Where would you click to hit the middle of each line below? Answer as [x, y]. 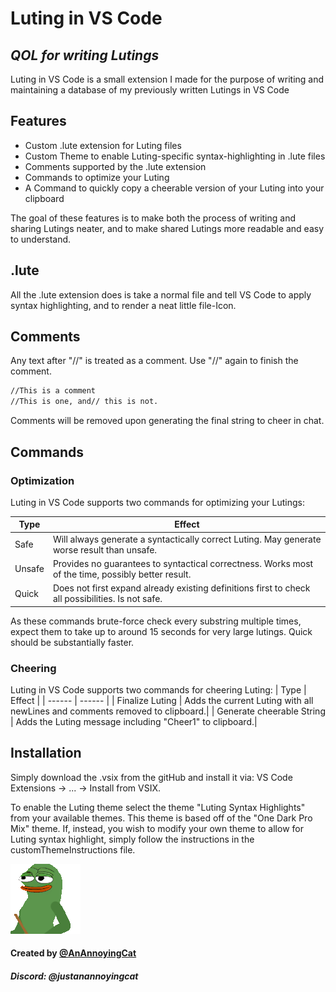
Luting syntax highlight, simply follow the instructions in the [132, 839]
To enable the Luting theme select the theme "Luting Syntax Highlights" [158, 807]
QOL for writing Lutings [85, 55]
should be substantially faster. [72, 642]
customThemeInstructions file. [73, 849]
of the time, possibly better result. [122, 574]
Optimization [42, 480]
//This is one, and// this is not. [84, 402]
